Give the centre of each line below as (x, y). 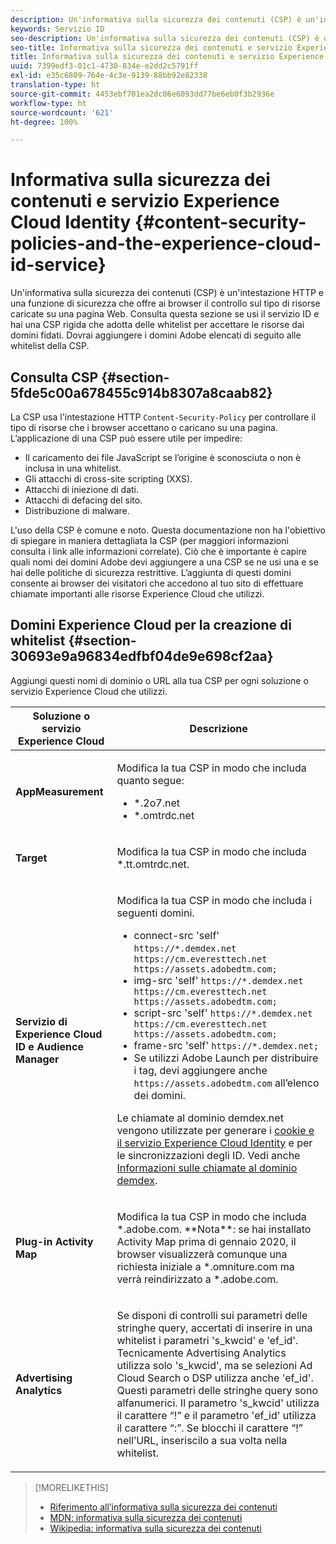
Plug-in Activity (54, 1241)
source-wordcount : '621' (62, 112)
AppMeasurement (59, 791)
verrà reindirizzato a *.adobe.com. (197, 1279)
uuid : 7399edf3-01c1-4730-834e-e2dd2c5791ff (104, 66)
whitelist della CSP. (50, 346)
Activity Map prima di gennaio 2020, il (206, 1241)
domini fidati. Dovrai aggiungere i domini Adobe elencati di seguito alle (156, 335)
